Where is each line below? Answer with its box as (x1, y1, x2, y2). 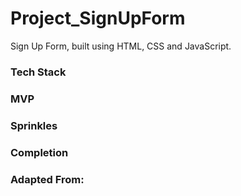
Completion (10, 145, 69, 159)
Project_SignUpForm (10, 7, 186, 30)
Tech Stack (10, 65, 67, 79)
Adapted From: (10, 172, 85, 186)
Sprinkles (10, 118, 58, 132)
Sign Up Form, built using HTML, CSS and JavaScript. (10, 40, 232, 52)
